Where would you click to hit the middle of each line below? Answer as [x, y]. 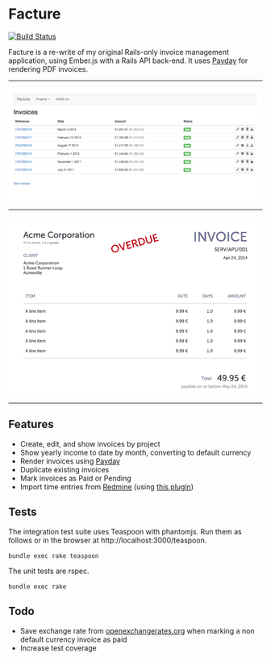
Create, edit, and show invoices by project [90, 443]
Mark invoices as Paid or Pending [75, 478]
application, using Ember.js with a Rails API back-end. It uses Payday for [128, 60]
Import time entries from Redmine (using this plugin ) [106, 486]
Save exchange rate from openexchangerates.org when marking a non [138, 630]
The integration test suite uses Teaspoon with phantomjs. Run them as [125, 531]
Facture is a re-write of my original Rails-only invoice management [119, 52]
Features [31, 424]
